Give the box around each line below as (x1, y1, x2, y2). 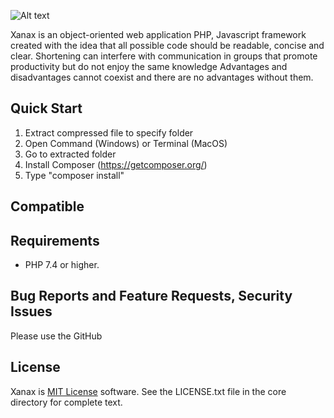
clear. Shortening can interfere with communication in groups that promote (10, 50, 318, 62)
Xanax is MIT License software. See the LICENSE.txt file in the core (10, 385, 287, 397)
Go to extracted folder (24, 148, 117, 160)
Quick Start (10, 100, 83, 117)
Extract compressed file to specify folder (24, 126, 194, 139)
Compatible (10, 198, 85, 215)
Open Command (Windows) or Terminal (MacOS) (24, 137, 228, 149)
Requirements (10, 232, 100, 249)
